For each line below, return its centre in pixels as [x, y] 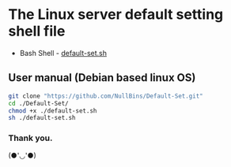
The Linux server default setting [116, 15]
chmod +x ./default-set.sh [53, 111]
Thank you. [30, 138]
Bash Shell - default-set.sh [63, 53]
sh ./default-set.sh [42, 118]
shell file [37, 31]
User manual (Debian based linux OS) [102, 78]
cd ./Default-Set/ [38, 103]
